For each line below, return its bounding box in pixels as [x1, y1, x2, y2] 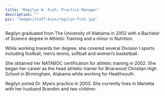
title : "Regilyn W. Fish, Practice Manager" [5, 7, 99, 12]
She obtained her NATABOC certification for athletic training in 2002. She [5, 60, 156, 66]
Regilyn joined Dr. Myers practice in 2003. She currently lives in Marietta [5, 80, 154, 86]
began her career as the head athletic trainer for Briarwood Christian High [5, 65, 157, 71]
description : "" [5, 12, 39, 17]
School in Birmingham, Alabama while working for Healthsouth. [5, 71, 135, 77]
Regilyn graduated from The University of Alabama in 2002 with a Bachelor [5, 30, 160, 36]
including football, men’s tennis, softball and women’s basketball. [5, 50, 139, 56]
